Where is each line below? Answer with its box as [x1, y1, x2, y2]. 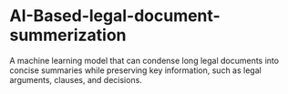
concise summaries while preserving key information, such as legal [9, 65, 262, 76]
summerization [9, 25, 127, 46]
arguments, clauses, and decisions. [9, 74, 143, 85]
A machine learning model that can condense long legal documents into [9, 55, 280, 66]
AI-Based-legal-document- [9, 5, 221, 26]
